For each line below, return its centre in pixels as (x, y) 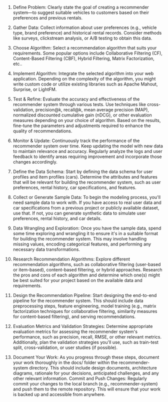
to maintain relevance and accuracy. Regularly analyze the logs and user (88, 151)
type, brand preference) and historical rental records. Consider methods (87, 33)
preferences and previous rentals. (48, 18)
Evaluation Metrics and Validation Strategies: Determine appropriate (83, 326)
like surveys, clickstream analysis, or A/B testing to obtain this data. (82, 38)
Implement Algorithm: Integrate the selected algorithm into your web (83, 73)
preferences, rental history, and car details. (57, 218)
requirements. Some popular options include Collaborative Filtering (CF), (88, 53)
